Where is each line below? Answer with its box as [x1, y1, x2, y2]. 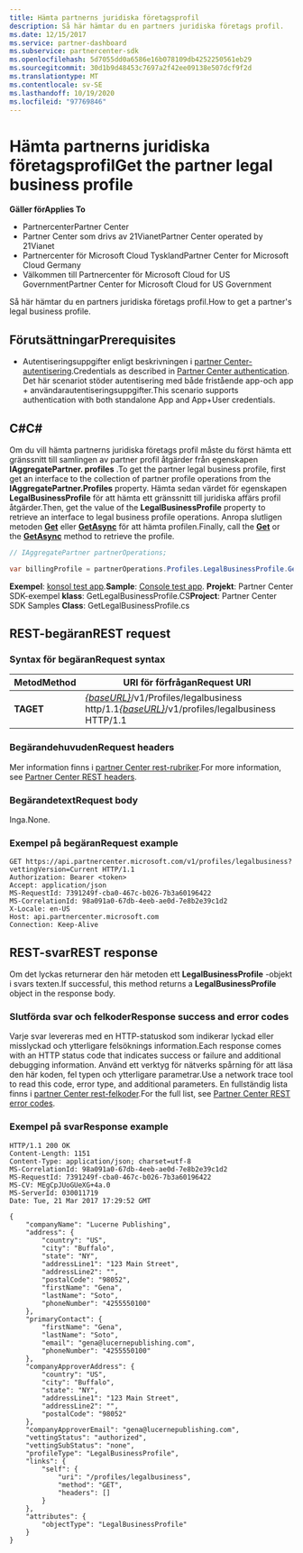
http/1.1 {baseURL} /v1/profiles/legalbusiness [85, 703, 277, 715]
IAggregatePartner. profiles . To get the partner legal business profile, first [9, 464, 286, 474]
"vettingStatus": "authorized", [25, 1433, 147, 1442]
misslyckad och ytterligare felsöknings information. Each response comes [9, 1041, 282, 1052]
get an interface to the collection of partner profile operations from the [9, 473, 271, 483]
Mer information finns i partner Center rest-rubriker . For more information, [9, 761, 282, 772]
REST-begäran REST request [9, 626, 171, 641]
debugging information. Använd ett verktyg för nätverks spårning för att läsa [9, 1060, 293, 1071]
